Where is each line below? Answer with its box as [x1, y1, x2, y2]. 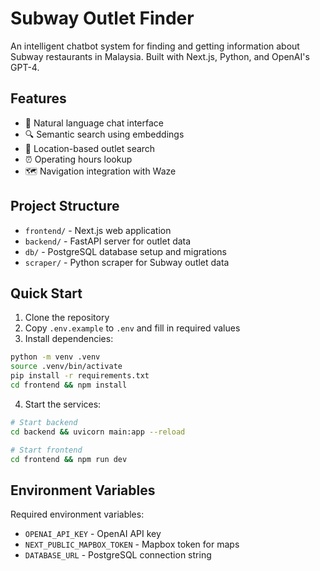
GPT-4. [10, 61, 40, 73]
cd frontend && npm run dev [10, 454, 128, 464]
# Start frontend [10, 445, 83, 455]
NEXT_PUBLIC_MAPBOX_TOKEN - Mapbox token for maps [24, 538, 240, 551]
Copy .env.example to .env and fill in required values [24, 322, 241, 334]
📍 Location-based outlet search [24, 142, 156, 154]
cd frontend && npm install [10, 380, 128, 390]
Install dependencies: [24, 333, 114, 345]
